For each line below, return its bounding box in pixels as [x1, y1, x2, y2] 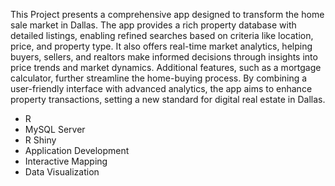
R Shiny [24, 134, 57, 146]
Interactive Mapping [24, 155, 108, 167]
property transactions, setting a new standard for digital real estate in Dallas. [10, 94, 326, 105]
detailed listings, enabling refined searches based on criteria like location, [10, 30, 314, 41]
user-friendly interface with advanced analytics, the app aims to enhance [10, 83, 313, 94]
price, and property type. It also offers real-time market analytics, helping [10, 40, 313, 52]
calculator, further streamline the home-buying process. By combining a [10, 72, 308, 84]
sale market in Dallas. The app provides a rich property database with [10, 19, 297, 31]
